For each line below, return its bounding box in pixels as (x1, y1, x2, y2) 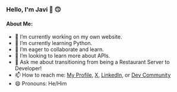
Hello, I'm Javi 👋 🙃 (6, 5, 61, 14)
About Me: (6, 20, 33, 27)
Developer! (14, 65, 42, 72)
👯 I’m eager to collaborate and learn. (14, 46, 104, 53)
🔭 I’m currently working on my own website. (14, 33, 122, 40)
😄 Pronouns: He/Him (14, 80, 67, 87)
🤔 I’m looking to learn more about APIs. (14, 52, 110, 59)
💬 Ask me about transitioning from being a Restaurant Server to (14, 59, 170, 66)
